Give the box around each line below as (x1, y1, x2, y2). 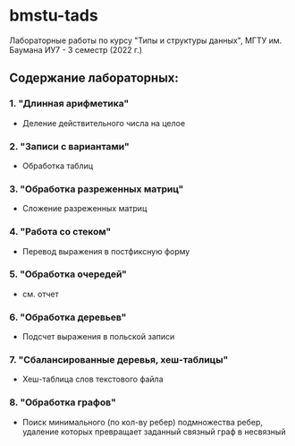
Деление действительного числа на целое (21, 117, 186, 128)
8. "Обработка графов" (9, 396, 116, 408)
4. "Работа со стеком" (9, 226, 112, 238)
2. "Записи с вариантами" (9, 140, 130, 152)
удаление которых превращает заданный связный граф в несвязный (21, 426, 286, 437)
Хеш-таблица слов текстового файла (21, 373, 164, 385)
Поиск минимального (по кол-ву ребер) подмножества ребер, (21, 416, 264, 427)
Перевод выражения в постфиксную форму (21, 245, 190, 256)
